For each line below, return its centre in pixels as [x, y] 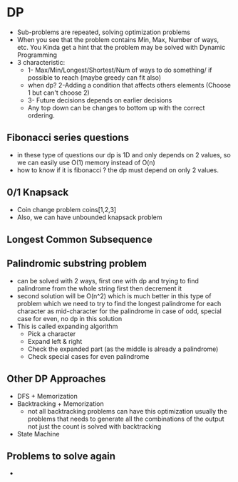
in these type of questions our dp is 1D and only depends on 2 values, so [124, 154]
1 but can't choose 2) [58, 93]
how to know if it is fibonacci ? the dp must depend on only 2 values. [118, 170]
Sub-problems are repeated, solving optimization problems [103, 32]
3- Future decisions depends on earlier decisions [100, 100]
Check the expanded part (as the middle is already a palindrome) [123, 349]
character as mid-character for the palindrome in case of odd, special [119, 311]
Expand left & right [55, 341]
